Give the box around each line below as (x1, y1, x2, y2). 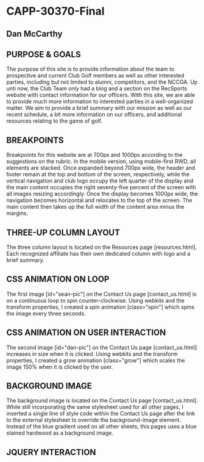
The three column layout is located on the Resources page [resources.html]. (6, 244, 197, 251)
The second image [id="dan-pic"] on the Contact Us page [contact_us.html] (6, 344, 197, 351)
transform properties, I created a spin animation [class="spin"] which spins (6, 303, 195, 311)
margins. (6, 209, 29, 217)
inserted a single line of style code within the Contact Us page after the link (6, 410, 195, 417)
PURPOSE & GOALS (6, 49, 81, 59)
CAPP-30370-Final (6, 4, 105, 18)
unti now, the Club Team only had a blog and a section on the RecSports (6, 85, 188, 92)
